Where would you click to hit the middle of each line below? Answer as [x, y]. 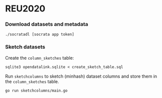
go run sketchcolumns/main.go [37, 91]
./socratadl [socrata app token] [40, 35]
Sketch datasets [25, 47]
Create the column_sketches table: [40, 58]
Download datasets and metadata [47, 24]
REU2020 [25, 9]
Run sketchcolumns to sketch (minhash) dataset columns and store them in [81, 76]
